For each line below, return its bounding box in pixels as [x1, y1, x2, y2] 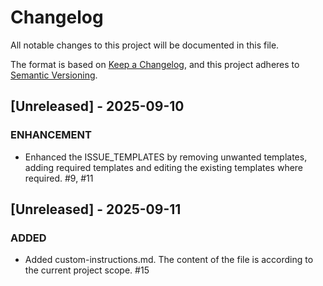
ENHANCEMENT [10, 128, 92, 142]
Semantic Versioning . [10, 69, 98, 81]
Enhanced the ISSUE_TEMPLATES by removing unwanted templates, [24, 151, 308, 163]
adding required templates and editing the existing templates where [24, 161, 304, 173]
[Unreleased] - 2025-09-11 [10, 201, 182, 218]
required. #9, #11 [24, 172, 94, 184]
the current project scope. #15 [24, 264, 150, 276]
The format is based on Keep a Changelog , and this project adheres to [10, 58, 300, 70]
